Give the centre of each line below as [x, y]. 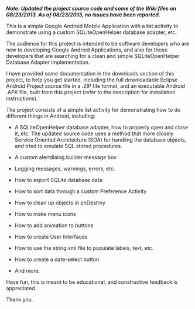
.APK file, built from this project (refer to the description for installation [91, 92]
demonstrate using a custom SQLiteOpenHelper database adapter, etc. [92, 32]
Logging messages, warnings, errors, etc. [65, 169]
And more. [27, 271]
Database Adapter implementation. [48, 62]
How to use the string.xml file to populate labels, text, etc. [84, 248]
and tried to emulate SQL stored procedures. [68, 146]
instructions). [22, 98]
